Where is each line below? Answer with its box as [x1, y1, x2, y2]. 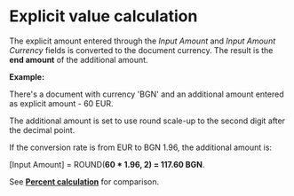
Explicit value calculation [9, 6, 198, 27]
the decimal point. [9, 124, 75, 135]
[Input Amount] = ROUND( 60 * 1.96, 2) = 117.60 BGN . [9, 159, 205, 169]
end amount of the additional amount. [9, 54, 148, 65]
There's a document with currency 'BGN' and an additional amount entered [9, 89, 284, 99]
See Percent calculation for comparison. [9, 176, 160, 187]
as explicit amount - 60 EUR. [9, 98, 114, 108]
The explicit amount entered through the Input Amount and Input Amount [9, 35, 276, 46]
